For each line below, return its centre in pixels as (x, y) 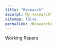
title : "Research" (24, 10)
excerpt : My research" (29, 14)
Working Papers (22, 38)
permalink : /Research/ (29, 24)
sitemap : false (21, 19)
